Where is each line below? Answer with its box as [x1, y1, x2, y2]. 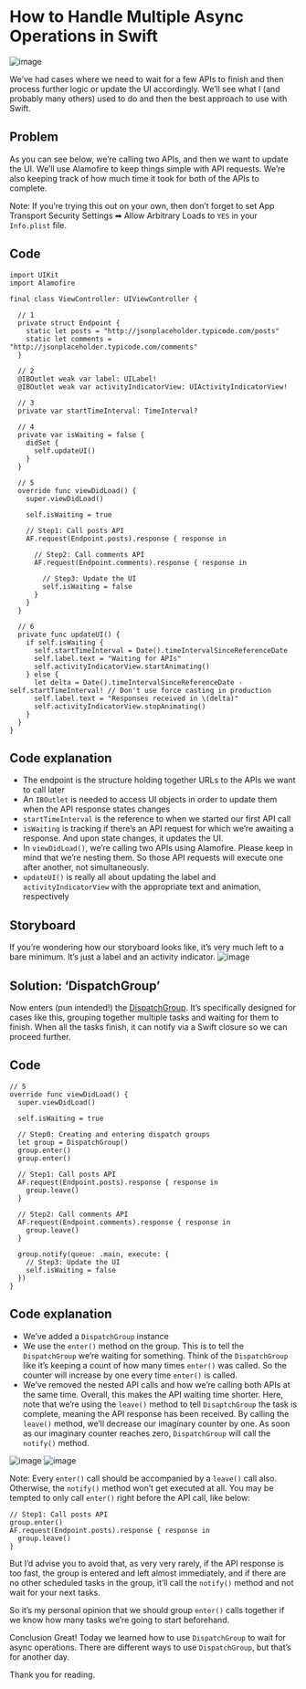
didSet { [26, 438, 59, 447]
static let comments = [26, 334, 112, 343]
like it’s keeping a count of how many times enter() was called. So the [22, 1359, 288, 1370]
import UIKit [9, 270, 59, 279]
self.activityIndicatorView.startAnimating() [33, 662, 210, 671]
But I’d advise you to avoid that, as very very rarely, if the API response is [9, 1558, 285, 1568]
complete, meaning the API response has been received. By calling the [22, 1408, 290, 1419]
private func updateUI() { [17, 630, 121, 639]
